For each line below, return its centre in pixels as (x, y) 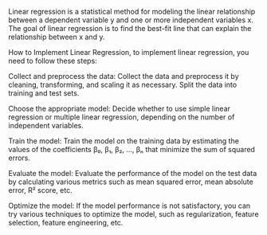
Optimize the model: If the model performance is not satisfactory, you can (130, 206)
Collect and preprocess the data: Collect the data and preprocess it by (124, 76)
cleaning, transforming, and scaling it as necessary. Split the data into (123, 84)
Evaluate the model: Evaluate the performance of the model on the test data (133, 173)
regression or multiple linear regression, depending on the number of (122, 117)
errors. (19, 158)
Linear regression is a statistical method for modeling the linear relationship (132, 12)
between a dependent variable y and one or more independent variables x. (131, 20)
